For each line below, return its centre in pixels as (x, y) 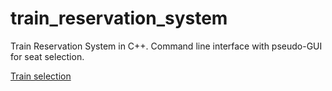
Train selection (41, 76)
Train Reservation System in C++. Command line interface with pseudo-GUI (166, 46)
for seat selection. (47, 56)
